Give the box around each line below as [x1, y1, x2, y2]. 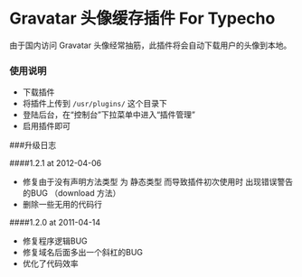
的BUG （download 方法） [22, 188, 121, 199]
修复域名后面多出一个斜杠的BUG [22, 247, 143, 258]
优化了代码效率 [22, 258, 79, 269]
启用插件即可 [22, 121, 71, 132]
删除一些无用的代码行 [22, 199, 102, 210]
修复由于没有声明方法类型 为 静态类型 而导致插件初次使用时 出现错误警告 [22, 177, 294, 188]
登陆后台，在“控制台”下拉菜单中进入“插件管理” [22, 109, 196, 120]
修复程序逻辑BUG [22, 235, 88, 246]
